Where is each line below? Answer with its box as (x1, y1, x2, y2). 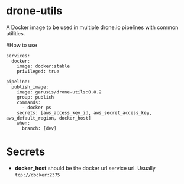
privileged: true (17, 68, 60, 75)
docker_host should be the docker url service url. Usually (14, 164, 156, 172)
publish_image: (11, 84, 49, 90)
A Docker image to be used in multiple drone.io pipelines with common (6, 24, 179, 31)
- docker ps (21, 105, 51, 111)
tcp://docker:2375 (14, 172, 60, 178)
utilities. (6, 30, 25, 37)
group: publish (17, 94, 54, 100)
